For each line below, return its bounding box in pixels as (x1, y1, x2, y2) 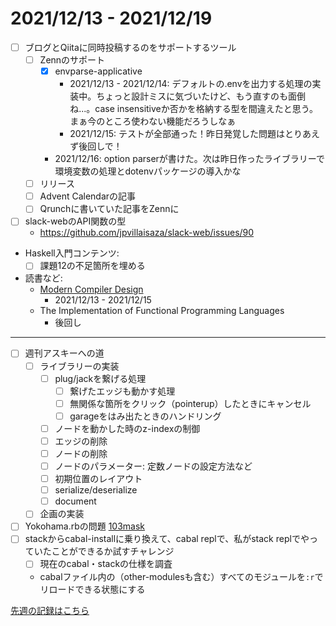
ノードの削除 (54, 447, 108, 459)
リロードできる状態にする (39, 583, 146, 595)
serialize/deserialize (54, 484, 138, 496)
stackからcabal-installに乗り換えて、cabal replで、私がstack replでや (24, 533, 310, 545)
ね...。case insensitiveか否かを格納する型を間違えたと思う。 (69, 103, 318, 115)
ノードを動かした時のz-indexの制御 (54, 422, 201, 434)
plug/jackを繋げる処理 (54, 372, 147, 384)
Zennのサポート (39, 54, 106, 66)
